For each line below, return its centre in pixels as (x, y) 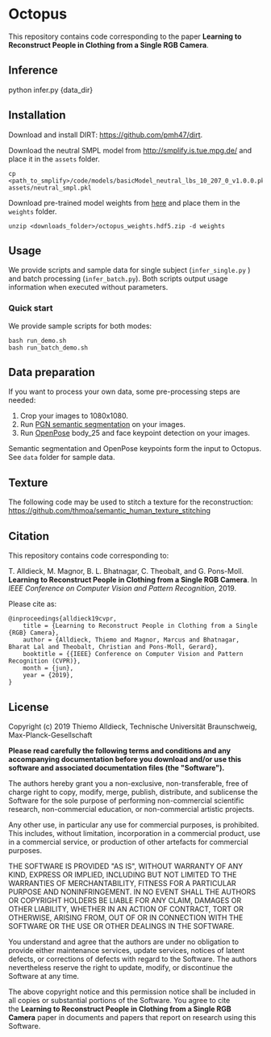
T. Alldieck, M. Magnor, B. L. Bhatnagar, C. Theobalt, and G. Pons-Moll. (126, 571)
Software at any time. (44, 976)
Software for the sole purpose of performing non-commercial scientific (126, 801)
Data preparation (52, 372)
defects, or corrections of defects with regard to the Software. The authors (133, 959)
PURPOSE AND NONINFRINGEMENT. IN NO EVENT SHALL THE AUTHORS (132, 892)
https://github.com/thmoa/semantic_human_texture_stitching (110, 511)
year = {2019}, (48, 675)
